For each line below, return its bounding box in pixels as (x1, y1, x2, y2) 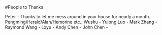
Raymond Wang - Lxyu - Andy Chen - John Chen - (5, 24, 108, 30)
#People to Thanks (5, 4, 43, 10)
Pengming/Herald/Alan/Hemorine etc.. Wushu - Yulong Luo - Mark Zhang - (5, 19, 158, 25)
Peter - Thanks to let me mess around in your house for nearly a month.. (5, 14, 152, 19)
